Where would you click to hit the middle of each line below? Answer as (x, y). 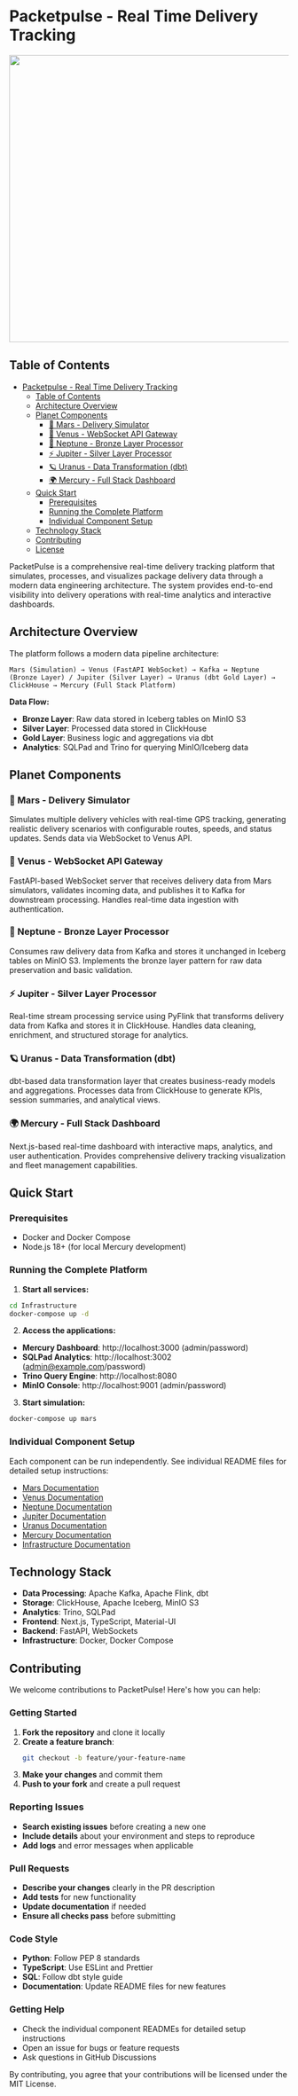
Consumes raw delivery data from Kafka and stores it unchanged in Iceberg (148, 951)
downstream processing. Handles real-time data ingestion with (124, 899)
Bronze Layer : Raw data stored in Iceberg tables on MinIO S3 (134, 718)
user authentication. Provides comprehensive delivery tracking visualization (148, 1156)
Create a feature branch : (68, 1741)
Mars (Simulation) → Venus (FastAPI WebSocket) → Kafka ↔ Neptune (134, 670)
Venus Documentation (63, 1497)
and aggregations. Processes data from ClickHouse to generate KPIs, (136, 1091)
